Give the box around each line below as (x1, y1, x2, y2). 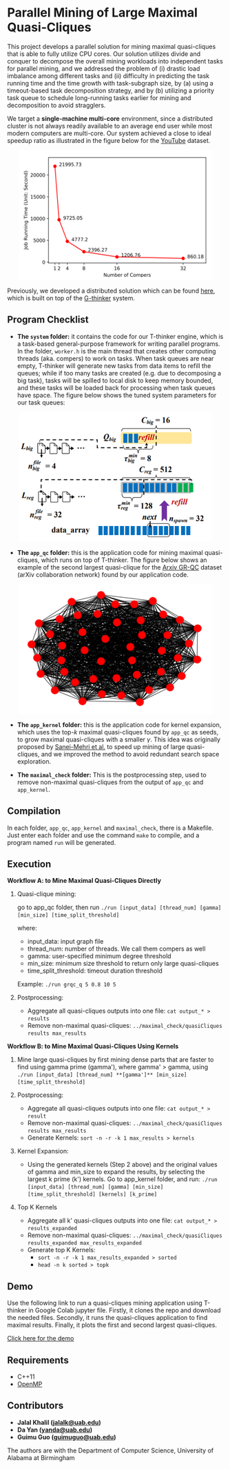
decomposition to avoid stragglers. (7, 101, 106, 109)
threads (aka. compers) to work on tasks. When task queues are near (17, 354, 214, 362)
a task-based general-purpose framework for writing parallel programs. (17, 340, 220, 348)
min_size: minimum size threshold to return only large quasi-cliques (27, 960, 219, 968)
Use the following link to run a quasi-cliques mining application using (7, 1299, 203, 1307)
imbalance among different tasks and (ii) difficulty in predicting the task (7, 71, 210, 80)
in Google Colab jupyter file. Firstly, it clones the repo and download (28, 1306, 222, 1314)
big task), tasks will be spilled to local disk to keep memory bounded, (17, 376, 213, 385)
